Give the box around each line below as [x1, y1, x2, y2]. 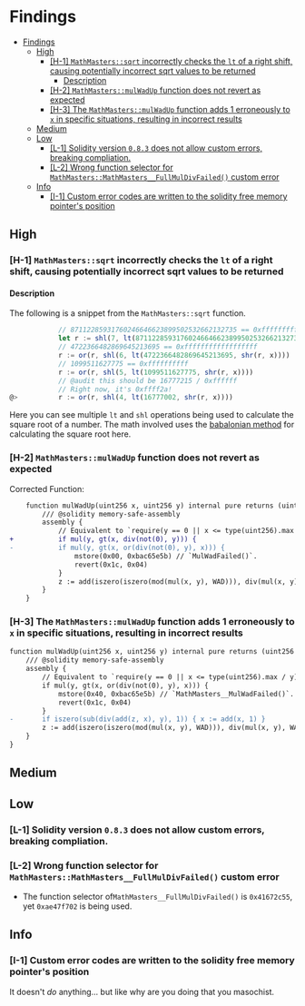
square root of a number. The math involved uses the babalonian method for [9, 419, 295, 430]
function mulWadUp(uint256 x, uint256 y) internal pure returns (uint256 [9, 647, 295, 656]
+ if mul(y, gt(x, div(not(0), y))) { [9, 535, 197, 544]
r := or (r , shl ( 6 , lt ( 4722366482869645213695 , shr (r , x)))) [57, 351, 290, 360]
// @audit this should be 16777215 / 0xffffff [57, 376, 238, 385]
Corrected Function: [9, 483, 84, 494]
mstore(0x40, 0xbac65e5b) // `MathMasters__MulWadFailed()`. [57, 689, 295, 698]
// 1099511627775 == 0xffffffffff [57, 359, 189, 369]
